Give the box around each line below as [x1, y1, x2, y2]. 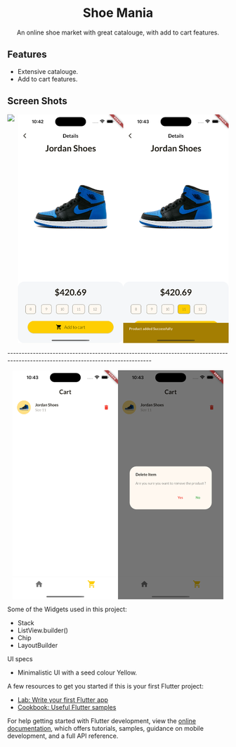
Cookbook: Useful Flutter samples [17, 703, 117, 711]
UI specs [7, 654, 33, 663]
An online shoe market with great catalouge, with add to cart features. [16, 28, 220, 37]
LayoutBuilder [17, 641, 58, 649]
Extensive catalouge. [17, 67, 79, 75]
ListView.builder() [17, 626, 69, 634]
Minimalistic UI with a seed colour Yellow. [17, 668, 138, 677]
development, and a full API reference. [7, 732, 119, 740]
